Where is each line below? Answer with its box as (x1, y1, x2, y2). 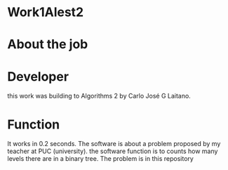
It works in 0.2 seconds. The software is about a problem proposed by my (7, 140, 221, 148)
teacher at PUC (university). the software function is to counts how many (7, 147, 218, 155)
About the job (7, 37, 88, 53)
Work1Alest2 (7, 4, 84, 20)
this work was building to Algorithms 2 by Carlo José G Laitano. (7, 92, 191, 100)
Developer (7, 68, 69, 84)
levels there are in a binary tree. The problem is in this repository (7, 155, 194, 163)
